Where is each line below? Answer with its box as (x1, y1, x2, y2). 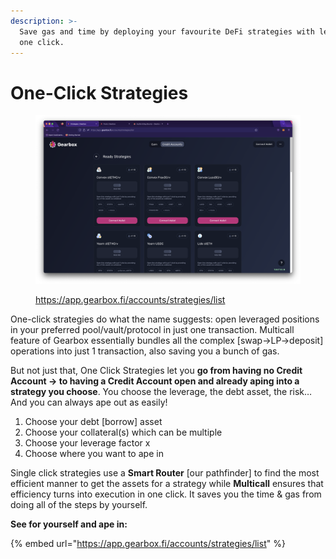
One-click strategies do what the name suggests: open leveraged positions (10, 313, 320, 325)
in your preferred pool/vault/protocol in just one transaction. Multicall (10, 324, 295, 336)
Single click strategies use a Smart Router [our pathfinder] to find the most (10, 467, 320, 479)
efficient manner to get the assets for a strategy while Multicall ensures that (10, 478, 324, 490)
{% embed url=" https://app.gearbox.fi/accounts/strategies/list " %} (10, 538, 286, 550)
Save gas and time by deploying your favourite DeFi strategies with (19, 26, 315, 37)
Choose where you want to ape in (24, 448, 164, 460)
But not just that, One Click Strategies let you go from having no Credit (10, 365, 303, 377)
